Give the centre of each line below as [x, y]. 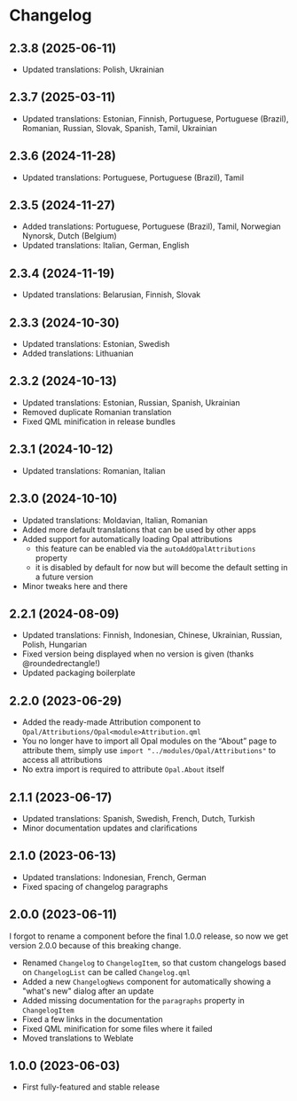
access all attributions [62, 760]
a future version [64, 577]
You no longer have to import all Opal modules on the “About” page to [149, 741]
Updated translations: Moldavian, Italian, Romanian [115, 520]
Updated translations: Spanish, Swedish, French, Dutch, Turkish [138, 818]
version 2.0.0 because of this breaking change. [95, 945]
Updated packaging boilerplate [78, 673]
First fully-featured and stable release [91, 1087]
